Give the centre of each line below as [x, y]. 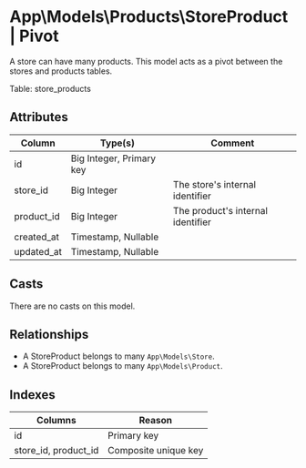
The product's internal [220, 210]
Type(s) [117, 143]
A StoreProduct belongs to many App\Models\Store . [119, 356]
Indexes [33, 395]
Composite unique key [156, 451]
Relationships [49, 334]
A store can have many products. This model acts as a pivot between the [146, 61]
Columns [56, 421]
